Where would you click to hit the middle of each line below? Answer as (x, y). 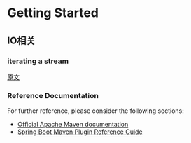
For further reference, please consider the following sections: (95, 111)
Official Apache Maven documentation (73, 125)
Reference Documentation (53, 95)
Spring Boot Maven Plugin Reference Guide (80, 132)
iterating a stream (38, 61)
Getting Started (53, 13)
